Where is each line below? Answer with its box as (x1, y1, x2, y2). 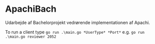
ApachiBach (5, 3, 57, 15)
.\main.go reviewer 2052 (5, 34, 56, 39)
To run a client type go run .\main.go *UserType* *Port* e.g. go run (5, 29, 145, 35)
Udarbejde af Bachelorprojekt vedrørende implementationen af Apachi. (5, 20, 150, 25)
